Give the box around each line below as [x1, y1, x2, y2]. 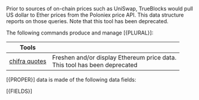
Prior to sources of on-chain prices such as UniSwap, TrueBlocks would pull [6, 5, 194, 12]
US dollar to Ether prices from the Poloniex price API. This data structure [6, 11, 184, 18]
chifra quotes [9, 57, 46, 65]
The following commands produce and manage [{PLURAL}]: [6, 29, 154, 36]
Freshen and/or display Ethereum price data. [52, 54, 177, 61]
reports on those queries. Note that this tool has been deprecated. [6, 18, 169, 24]
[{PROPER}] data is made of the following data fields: [6, 76, 136, 83]
